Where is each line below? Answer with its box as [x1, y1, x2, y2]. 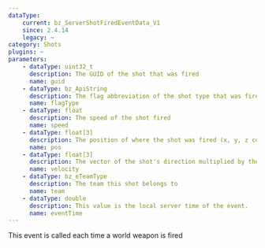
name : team [28, 187, 65, 195]
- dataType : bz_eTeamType [22, 172, 108, 181]
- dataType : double [22, 194, 87, 202]
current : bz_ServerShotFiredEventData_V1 [22, 19, 160, 27]
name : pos [28, 143, 62, 151]
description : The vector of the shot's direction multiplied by [28, 158, 245, 166]
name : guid [28, 77, 65, 85]
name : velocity [28, 165, 80, 173]
